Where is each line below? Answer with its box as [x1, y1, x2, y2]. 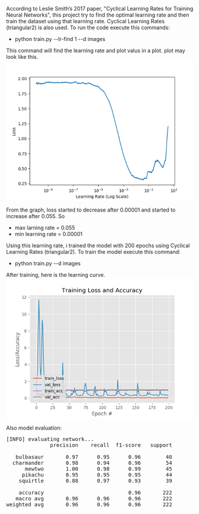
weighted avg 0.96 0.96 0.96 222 [6, 502, 172, 507]
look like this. [6, 53, 39, 60]
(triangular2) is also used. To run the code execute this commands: [6, 24, 170, 31]
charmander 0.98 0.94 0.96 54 [12, 460, 172, 466]
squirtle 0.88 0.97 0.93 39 [18, 478, 172, 484]
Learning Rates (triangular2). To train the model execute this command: [6, 248, 181, 255]
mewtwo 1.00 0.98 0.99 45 [24, 466, 172, 472]
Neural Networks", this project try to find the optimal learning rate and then [6, 11, 189, 18]
